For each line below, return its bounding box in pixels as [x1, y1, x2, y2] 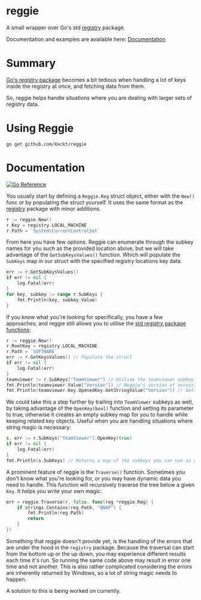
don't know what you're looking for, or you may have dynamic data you [6, 475, 181, 482]
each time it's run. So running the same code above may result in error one [6, 556, 191, 564]
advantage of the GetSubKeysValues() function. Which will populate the [6, 251, 181, 258]
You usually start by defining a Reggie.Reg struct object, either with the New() [6, 192, 195, 200]
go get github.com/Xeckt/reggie [6, 141, 87, 147]
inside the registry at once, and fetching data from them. [6, 82, 145, 90]
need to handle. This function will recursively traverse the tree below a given [6, 481, 195, 488]
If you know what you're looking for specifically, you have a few [6, 313, 163, 320]
